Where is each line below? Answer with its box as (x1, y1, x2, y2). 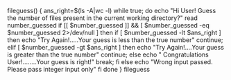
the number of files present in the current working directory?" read (7, 14, 198, 22)
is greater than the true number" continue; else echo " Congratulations (7, 50, 209, 59)
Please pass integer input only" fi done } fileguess (7, 66, 151, 73)
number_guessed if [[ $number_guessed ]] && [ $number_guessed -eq (7, 21, 210, 29)
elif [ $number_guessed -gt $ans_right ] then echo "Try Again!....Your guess (7, 43, 224, 51)
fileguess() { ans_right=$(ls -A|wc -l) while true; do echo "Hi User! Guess (7, 7, 216, 14)
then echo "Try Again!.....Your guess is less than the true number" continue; (7, 36, 223, 44)
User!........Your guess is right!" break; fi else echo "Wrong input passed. (7, 58, 213, 66)
